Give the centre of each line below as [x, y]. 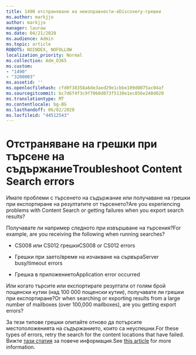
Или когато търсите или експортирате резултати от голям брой [86, 286]
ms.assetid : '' [25, 83]
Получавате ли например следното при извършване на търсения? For [94, 228]
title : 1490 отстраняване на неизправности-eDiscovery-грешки [84, 11]
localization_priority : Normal [44, 55]
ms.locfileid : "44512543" [38, 115]
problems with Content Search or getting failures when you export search [95, 210]
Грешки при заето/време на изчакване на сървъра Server [87, 257]
